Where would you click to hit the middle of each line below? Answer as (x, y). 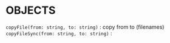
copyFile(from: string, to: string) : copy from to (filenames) (85, 27)
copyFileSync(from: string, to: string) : (59, 33)
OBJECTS (31, 10)
